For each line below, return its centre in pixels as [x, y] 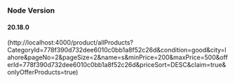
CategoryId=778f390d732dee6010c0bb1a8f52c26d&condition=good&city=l [117, 50]
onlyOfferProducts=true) [43, 73]
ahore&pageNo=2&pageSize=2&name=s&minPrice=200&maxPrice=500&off [117, 57]
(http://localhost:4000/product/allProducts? [70, 43]
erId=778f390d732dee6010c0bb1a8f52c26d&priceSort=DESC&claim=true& [117, 65]
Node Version [31, 10]
